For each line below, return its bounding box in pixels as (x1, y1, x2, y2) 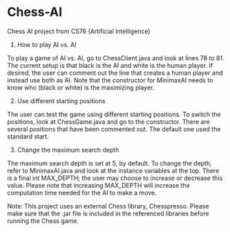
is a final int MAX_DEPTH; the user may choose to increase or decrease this (7, 174, 223, 182)
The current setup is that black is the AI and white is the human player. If (7, 61, 213, 69)
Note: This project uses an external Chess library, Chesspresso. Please (7, 202, 209, 210)
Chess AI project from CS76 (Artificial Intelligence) (7, 27, 151, 35)
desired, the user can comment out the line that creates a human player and (7, 69, 223, 77)
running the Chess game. (7, 216, 79, 225)
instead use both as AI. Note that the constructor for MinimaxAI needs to (7, 75, 213, 84)
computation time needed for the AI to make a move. (7, 188, 157, 197)
